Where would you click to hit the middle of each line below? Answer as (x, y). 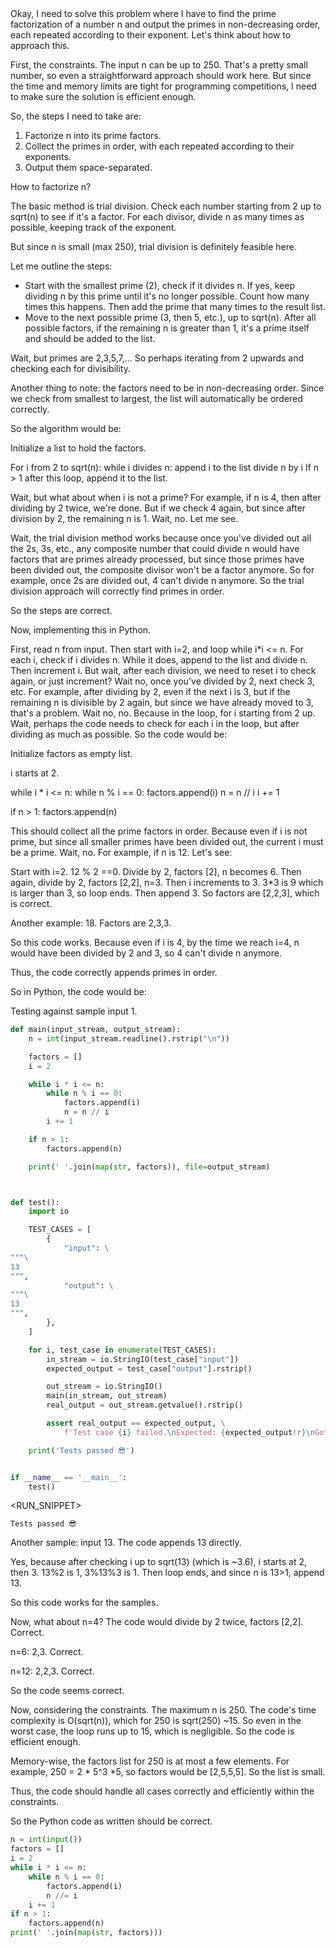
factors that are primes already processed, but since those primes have (157, 559)
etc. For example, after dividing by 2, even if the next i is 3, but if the (150, 691)
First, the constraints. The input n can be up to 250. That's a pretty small (159, 65)
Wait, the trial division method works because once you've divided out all (161, 538)
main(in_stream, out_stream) (107, 1396)
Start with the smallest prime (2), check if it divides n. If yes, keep (159, 285)
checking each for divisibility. (70, 368)
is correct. (31, 903)
